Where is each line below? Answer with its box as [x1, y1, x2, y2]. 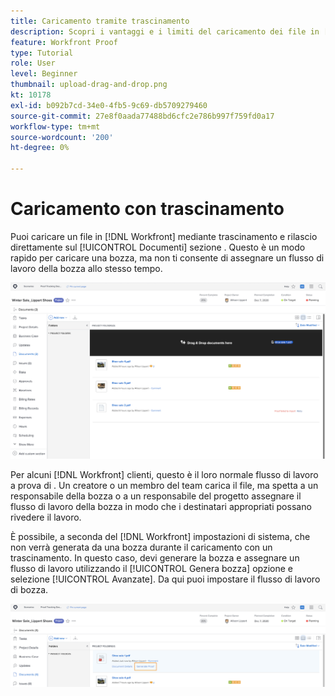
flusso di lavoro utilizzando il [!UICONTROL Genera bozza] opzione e [10, 562, 293, 574]
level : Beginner [10, 69, 78, 79]
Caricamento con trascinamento [10, 198, 285, 220]
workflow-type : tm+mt [10, 121, 101, 132]
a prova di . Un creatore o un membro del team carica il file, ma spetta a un [10, 479, 319, 491]
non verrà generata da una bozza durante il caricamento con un [10, 541, 273, 553]
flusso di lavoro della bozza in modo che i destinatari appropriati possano [10, 500, 312, 512]
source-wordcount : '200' [10, 132, 114, 142]
